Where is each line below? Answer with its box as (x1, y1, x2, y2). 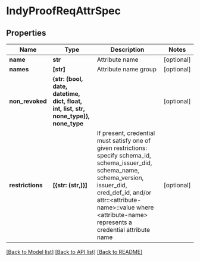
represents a (97, 218, 133, 227)
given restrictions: (97, 144, 148, 152)
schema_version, (97, 174, 144, 182)
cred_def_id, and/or (97, 188, 152, 197)
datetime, (52, 90, 80, 98)
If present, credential (97, 129, 155, 137)
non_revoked (9, 97, 47, 105)
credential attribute (97, 226, 151, 234)
